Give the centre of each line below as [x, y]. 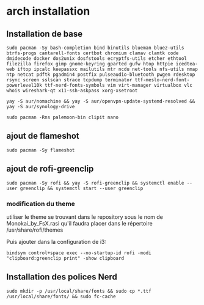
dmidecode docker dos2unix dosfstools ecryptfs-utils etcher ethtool [97, 59]
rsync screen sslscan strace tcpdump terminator [69, 80]
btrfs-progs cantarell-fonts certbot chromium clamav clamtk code [93, 53]
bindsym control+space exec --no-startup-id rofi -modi [79, 253]
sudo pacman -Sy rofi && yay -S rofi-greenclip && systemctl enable [95, 183]
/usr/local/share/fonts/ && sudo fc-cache [61, 296]
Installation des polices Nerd [62, 277]
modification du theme [41, 204]
